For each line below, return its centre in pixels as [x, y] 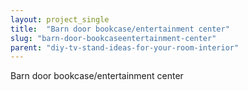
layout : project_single [60, 19]
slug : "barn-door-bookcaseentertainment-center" [113, 38]
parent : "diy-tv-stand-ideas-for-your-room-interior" [125, 47]
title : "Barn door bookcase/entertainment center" [120, 29]
